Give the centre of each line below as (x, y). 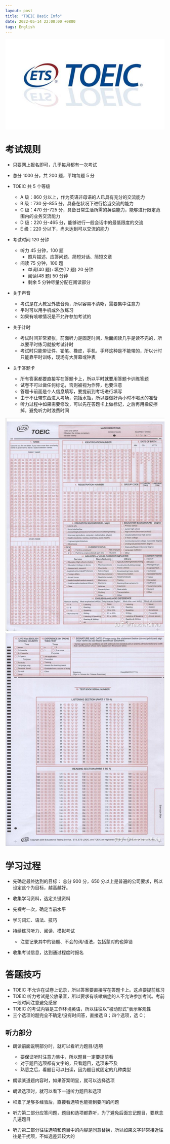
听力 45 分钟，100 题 (42, 250)
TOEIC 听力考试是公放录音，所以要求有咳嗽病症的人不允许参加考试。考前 (89, 996)
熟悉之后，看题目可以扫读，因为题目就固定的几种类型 (76, 1069)
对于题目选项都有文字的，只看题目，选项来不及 (69, 1063)
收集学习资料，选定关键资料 (41, 898)
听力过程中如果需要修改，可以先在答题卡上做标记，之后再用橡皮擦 (89, 404)
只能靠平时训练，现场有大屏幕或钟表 (58, 357)
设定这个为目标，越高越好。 (41, 887)
